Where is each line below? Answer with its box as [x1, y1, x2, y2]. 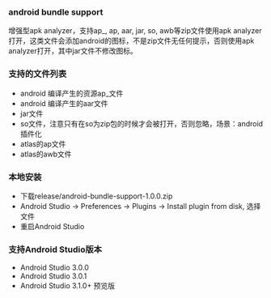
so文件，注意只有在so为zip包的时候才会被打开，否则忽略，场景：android [19, 118, 264, 128]
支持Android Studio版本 [8, 244, 103, 255]
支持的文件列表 [8, 68, 67, 79]
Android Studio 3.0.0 [19, 262, 89, 273]
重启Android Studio [19, 221, 85, 231]
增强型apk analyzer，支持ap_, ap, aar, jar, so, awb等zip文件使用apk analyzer [8, 26, 262, 36]
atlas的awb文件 [19, 149, 72, 159]
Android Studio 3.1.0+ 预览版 [19, 281, 116, 291]
